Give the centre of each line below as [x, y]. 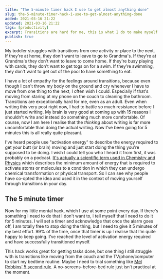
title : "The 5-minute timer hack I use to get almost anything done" [77, 10]
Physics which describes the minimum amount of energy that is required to [80, 163]
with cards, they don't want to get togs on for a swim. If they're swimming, [80, 66]
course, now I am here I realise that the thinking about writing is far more [78, 122]
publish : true [19, 37]
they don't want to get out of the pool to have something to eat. [69, 71]
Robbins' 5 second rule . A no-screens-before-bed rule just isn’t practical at [81, 267]
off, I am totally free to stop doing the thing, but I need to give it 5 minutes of [81, 226]
